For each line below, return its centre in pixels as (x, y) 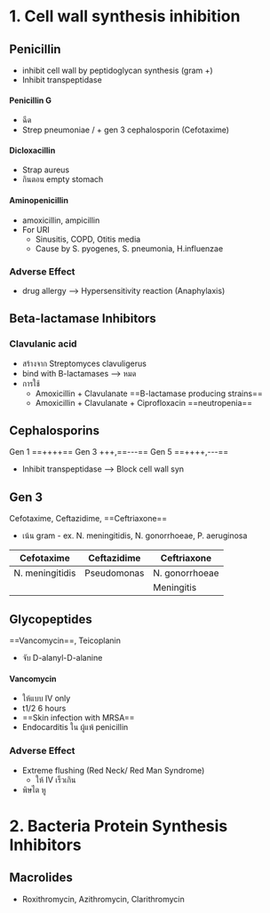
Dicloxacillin (32, 150)
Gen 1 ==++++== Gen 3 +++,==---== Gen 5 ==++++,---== (119, 452)
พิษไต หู (34, 790)
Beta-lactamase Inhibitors (83, 318)
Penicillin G (30, 100)
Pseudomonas (114, 573)
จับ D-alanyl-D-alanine (62, 658)
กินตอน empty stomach (63, 179)
